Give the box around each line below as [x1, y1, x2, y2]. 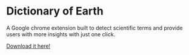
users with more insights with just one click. [6, 30, 116, 37]
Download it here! [6, 42, 50, 50]
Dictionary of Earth [6, 4, 104, 18]
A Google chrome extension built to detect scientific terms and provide [6, 24, 183, 31]
